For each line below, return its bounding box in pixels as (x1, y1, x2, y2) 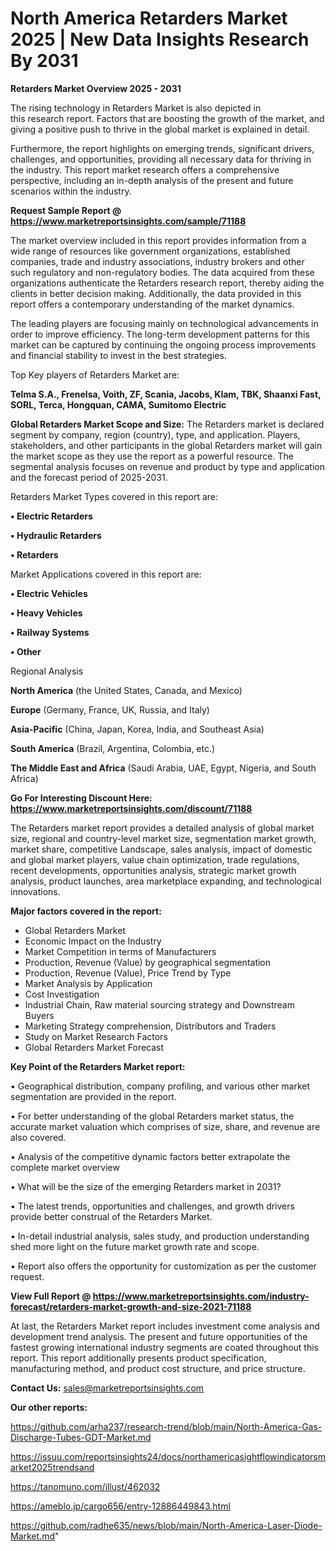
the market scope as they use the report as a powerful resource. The (10, 450, 294, 462)
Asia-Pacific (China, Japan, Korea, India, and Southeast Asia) (10, 723, 265, 735)
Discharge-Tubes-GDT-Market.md (10, 1431, 152, 1443)
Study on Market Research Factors (24, 1030, 168, 1042)
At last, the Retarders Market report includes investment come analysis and (10, 1320, 320, 1332)
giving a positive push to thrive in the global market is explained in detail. (10, 123, 310, 135)
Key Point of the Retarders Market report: (10, 1060, 186, 1072)
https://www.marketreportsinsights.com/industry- (92, 1290, 310, 1302)
